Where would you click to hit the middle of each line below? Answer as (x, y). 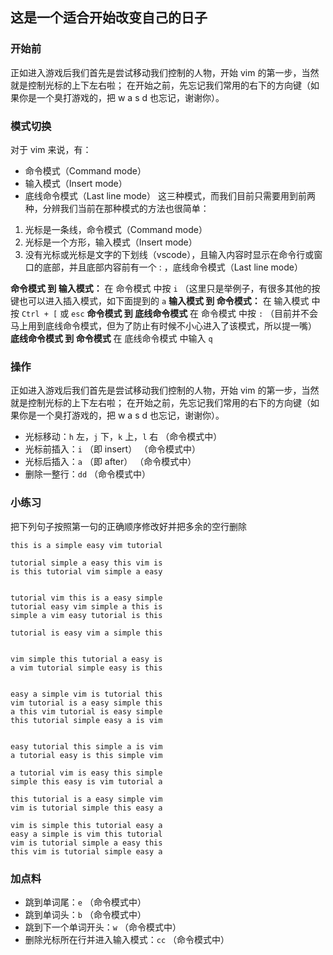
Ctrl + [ (39, 314)
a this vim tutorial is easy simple (86, 711)
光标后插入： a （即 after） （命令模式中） (110, 462)
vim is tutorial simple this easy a (86, 808)
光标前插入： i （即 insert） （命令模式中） (113, 449)
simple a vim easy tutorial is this (86, 615)
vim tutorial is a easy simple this (86, 703)
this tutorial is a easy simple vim (86, 799)
